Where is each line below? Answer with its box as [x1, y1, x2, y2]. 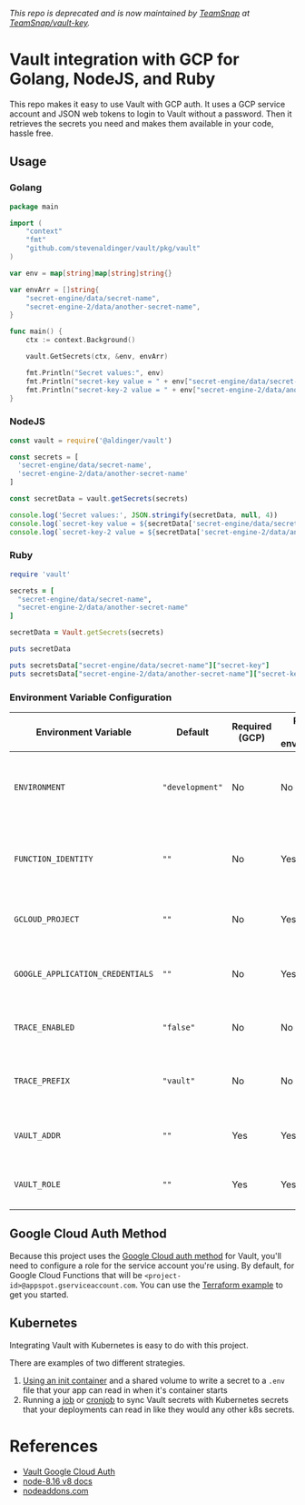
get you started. [9, 1288, 70, 1300]
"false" [162, 1022, 195, 1032]
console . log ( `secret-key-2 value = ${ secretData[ [9, 527, 202, 536]
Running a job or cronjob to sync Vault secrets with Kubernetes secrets [22, 1394, 289, 1405]
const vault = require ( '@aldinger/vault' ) [9, 436, 172, 445]
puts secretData [9, 645, 71, 654]
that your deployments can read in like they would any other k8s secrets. [22, 1404, 295, 1415]
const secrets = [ [9, 453, 79, 462]
